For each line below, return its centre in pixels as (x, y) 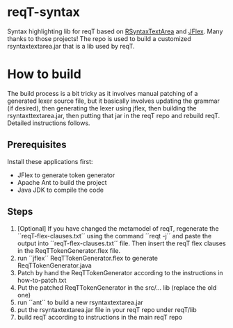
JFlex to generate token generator (66, 175)
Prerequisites (37, 145)
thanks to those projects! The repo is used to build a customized (99, 38)
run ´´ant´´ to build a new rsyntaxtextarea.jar (80, 302)
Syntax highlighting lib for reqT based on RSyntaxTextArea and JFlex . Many (115, 31)
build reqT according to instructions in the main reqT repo (100, 317)
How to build (44, 74)
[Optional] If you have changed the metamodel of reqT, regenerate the (118, 228)
